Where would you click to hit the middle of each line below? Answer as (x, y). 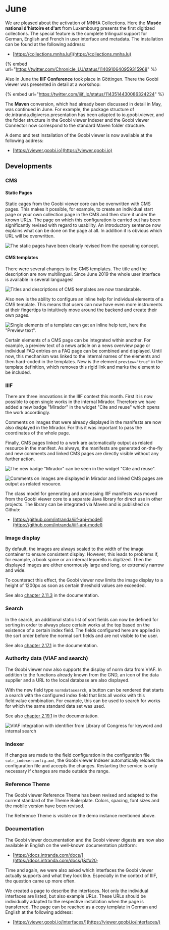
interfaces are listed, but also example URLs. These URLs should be (76, 896)
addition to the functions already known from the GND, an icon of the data (82, 674)
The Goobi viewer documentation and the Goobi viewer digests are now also (85, 840)
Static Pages (19, 192)
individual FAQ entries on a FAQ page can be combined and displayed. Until (83, 351)
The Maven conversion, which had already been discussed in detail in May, (84, 104)
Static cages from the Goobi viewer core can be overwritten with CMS (78, 204)
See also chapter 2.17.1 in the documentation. (52, 645)
